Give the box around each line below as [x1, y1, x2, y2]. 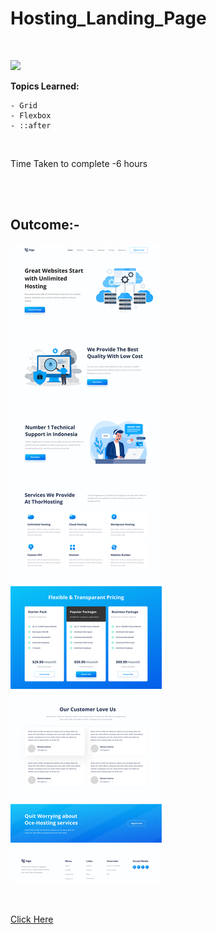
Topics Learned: [10, 80, 80, 92]
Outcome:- [10, 217, 80, 234]
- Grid [10, 100, 38, 111]
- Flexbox [10, 110, 52, 121]
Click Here [10, 913, 54, 925]
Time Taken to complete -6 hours [10, 157, 148, 169]
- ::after [10, 120, 52, 131]
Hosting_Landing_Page [10, 7, 207, 30]
